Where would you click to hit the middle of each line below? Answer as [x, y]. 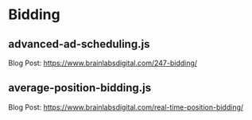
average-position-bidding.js [80, 88]
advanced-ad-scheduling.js [79, 44]
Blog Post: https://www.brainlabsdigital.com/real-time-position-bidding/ [126, 107]
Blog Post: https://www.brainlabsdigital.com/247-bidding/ [103, 63]
